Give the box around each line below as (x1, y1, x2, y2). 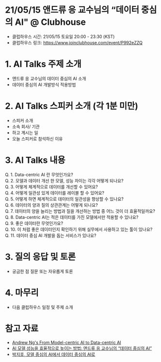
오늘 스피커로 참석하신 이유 (12, 136, 63, 142)
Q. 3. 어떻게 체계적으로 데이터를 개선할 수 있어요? (5, 183, 98, 190)
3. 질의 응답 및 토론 (5, 251, 76, 262)
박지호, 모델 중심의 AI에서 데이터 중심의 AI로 (12, 351, 96, 357)
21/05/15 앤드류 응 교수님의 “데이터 (5, 4, 140, 16)
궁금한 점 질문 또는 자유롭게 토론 (12, 268, 73, 274)
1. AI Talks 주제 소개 (5, 59, 81, 70)
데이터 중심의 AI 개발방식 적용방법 (12, 81, 76, 88)
